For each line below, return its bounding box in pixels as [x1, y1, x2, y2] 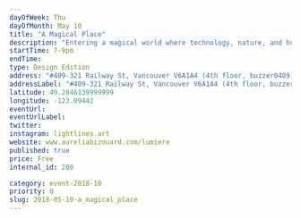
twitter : [9, 122, 42, 130]
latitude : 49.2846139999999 [9, 88, 115, 96]
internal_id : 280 [9, 163, 74, 172]
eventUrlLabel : [9, 113, 66, 122]
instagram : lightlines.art [9, 130, 110, 138]
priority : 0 [9, 187, 54, 197]
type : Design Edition [9, 63, 90, 72]
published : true [9, 146, 70, 155]
